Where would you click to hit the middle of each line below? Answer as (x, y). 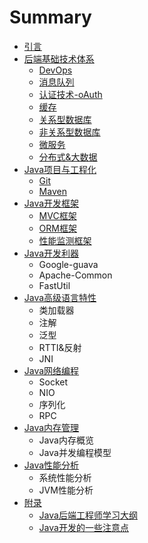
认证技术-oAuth (70, 94)
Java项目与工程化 (60, 169)
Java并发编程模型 (75, 452)
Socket (53, 382)
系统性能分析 (65, 477)
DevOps (55, 70)
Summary (50, 17)
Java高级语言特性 (60, 297)
